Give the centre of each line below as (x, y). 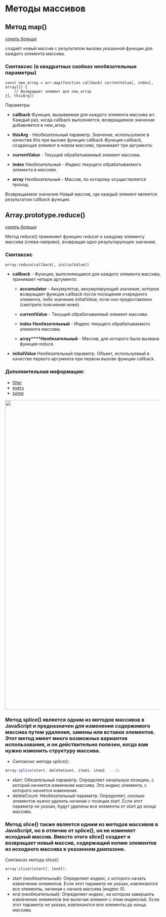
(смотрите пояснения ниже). (50, 305)
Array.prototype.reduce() (45, 215)
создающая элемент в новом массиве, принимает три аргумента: (83, 145)
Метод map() (26, 27)
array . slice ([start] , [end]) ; (36, 869)
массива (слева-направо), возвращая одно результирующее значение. (81, 242)
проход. (21, 185)
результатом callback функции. (38, 200)
